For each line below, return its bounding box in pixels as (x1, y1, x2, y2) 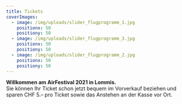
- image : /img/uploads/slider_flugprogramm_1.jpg (11, 19, 135, 25)
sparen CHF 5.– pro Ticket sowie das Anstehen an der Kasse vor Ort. (6, 91, 173, 98)
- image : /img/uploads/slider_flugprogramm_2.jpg (11, 52, 135, 58)
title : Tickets (6, 8, 43, 15)
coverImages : (6, 14, 38, 20)
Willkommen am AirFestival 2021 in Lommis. (6, 79, 116, 86)
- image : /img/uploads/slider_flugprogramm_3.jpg (11, 36, 135, 41)
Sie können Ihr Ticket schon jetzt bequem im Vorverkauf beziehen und (6, 85, 177, 92)
